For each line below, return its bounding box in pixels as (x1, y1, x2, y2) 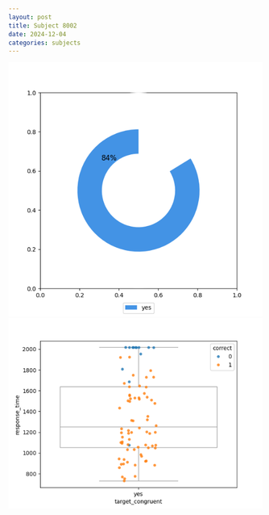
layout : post (8, 13, 52, 21)
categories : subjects (8, 39, 81, 47)
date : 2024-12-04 (8, 30, 67, 38)
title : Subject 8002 (8, 21, 78, 30)
